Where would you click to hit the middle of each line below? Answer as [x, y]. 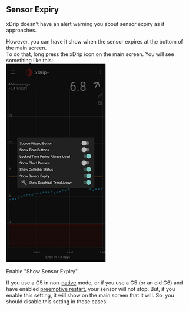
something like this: [30, 60]
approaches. [21, 30]
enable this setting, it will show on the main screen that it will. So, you [90, 295]
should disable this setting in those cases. [57, 301]
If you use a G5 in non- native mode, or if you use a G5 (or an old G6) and [94, 283]
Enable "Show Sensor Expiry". [43, 271]
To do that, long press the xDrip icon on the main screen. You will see [90, 54]
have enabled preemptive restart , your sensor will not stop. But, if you [91, 289]
